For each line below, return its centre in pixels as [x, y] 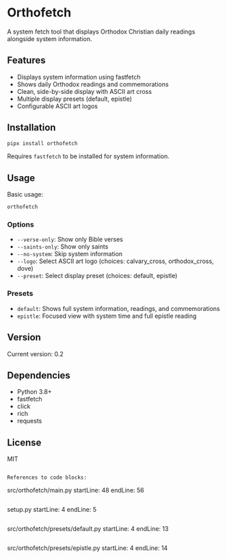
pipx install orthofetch [42, 143]
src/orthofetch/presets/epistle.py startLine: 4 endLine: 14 [88, 548]
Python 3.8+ [35, 392]
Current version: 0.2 [35, 353]
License [24, 442]
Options [21, 225]
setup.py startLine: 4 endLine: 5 [52, 510]
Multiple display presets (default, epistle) [74, 99]
